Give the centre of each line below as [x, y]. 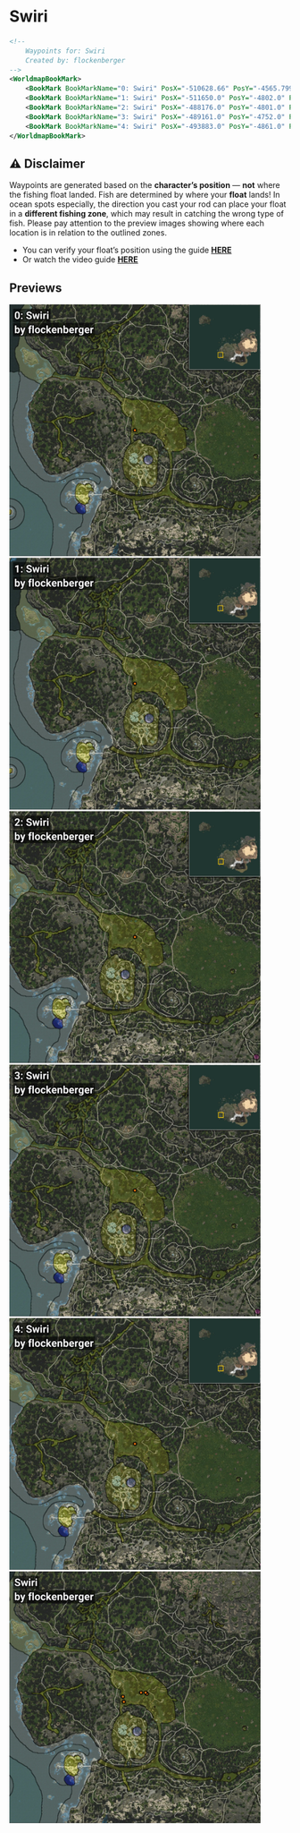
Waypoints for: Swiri [65, 51]
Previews [36, 288]
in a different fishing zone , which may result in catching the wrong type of [146, 214]
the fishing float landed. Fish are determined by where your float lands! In [145, 195]
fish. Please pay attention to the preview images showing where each [137, 223]
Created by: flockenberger [75, 60]
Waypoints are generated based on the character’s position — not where [145, 185]
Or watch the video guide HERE [80, 260]
